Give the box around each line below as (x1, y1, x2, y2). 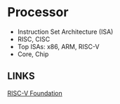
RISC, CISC (17, 34, 51, 43)
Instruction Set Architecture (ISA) (17, 27, 114, 36)
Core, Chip (17, 50, 49, 58)
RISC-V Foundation (7, 89, 63, 97)
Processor (7, 4, 69, 20)
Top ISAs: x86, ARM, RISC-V (17, 42, 100, 51)
